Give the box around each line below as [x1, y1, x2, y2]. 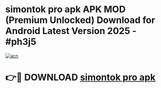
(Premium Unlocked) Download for [5, 14, 155, 26]
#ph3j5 [5, 36, 37, 48]
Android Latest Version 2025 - [5, 25, 137, 37]
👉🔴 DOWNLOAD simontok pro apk [5, 72, 156, 83]
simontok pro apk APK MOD [5, 4, 126, 15]
